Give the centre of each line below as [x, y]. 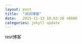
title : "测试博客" [23, 14]
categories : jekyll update [32, 23]
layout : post [18, 9]
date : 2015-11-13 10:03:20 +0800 [41, 18]
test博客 [13, 37]
